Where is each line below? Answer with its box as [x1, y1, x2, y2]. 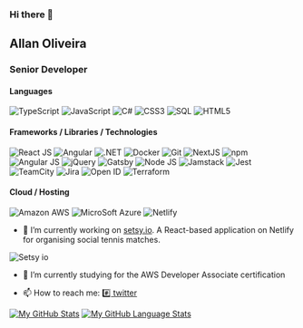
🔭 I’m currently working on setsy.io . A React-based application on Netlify [22, 224, 295, 235]
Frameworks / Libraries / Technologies [9, 127, 158, 138]
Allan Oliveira [9, 36, 87, 52]
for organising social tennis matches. [22, 234, 161, 245]
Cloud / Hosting [9, 187, 70, 198]
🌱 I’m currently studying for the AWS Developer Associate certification [22, 269, 286, 280]
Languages [9, 85, 53, 96]
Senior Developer [9, 63, 88, 76]
